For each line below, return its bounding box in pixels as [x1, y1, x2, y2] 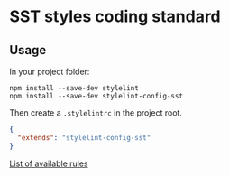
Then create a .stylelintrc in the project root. [9, 107, 183, 118]
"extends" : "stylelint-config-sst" [17, 133, 151, 142]
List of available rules [9, 158, 88, 169]
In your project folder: [9, 66, 90, 77]
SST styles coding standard [9, 6, 221, 27]
